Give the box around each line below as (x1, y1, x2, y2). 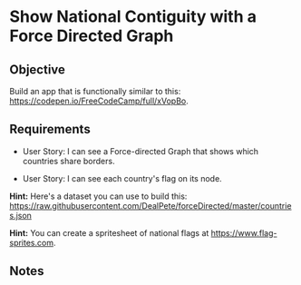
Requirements (9, 122, 91, 137)
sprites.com (9, 237, 54, 248)
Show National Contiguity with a (9, 6, 257, 27)
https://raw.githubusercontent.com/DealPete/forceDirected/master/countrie (9, 200, 292, 211)
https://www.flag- (210, 227, 277, 238)
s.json (9, 210, 32, 221)
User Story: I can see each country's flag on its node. (22, 172, 222, 183)
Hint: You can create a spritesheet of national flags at (9, 227, 209, 238)
